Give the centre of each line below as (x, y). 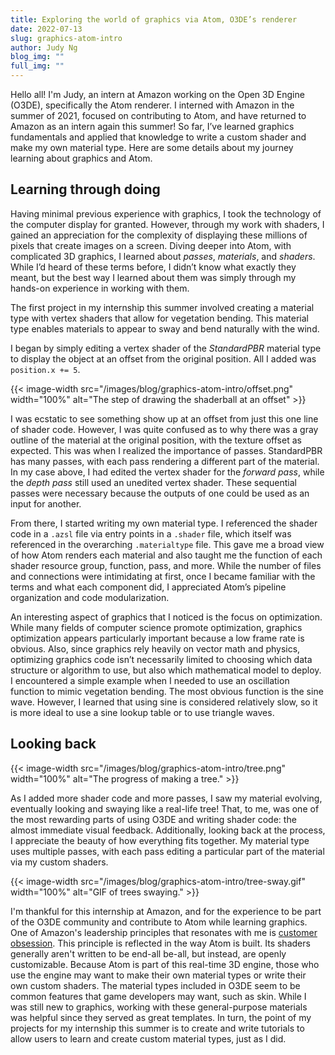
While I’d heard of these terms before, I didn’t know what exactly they (153, 267)
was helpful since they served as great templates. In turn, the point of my (161, 1017)
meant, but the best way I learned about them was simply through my (153, 277)
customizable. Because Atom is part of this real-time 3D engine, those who (165, 964)
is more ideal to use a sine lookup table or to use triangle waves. (142, 712)
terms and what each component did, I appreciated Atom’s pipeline (148, 587)
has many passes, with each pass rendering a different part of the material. (165, 461)
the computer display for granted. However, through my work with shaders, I (167, 224)
